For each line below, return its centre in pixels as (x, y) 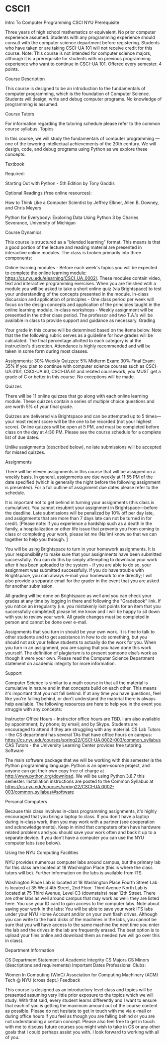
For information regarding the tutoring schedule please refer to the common (83, 123)
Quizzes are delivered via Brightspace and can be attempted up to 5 (75, 416)
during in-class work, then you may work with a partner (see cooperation (80, 822)
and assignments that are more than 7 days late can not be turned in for (79, 518)
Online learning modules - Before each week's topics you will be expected (81, 267)
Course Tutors (20, 114)
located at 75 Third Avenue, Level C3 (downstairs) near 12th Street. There (80, 893)
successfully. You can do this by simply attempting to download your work (81, 559)
